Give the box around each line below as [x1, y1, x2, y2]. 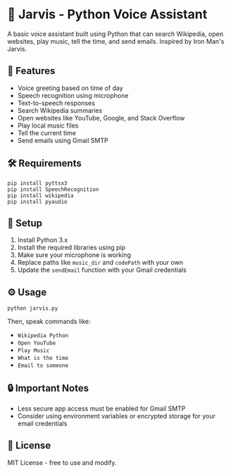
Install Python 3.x [17, 236, 68, 244]
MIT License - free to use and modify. [7, 458, 117, 467]
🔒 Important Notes [7, 382, 89, 394]
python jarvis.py [7, 305, 58, 312]
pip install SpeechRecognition [7, 186, 99, 193]
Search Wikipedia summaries [17, 106, 103, 115]
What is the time [17, 355, 69, 362]
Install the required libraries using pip [17, 243, 125, 252]
